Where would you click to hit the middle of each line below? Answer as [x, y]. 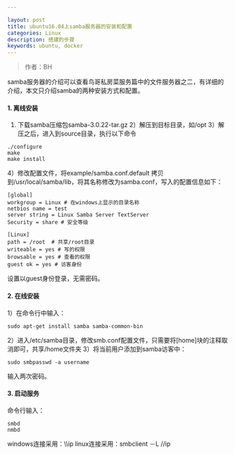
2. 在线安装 [24, 296]
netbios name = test [38, 209]
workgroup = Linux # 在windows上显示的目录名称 [74, 203]
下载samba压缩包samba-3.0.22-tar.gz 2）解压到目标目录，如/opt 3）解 [121, 125]
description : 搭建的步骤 [41, 39]
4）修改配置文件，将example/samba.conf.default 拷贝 [85, 173]
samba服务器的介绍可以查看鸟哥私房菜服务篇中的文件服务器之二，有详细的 [116, 82]
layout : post [26, 20]
